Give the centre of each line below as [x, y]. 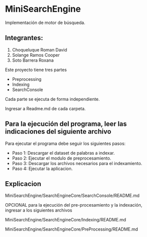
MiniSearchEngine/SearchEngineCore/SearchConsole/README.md [72, 196]
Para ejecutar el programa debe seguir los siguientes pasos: [65, 143]
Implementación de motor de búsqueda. [45, 23]
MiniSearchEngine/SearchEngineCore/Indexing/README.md [66, 220]
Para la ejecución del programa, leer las [66, 124]
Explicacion [23, 184]
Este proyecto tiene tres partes [36, 70]
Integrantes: [24, 38]
